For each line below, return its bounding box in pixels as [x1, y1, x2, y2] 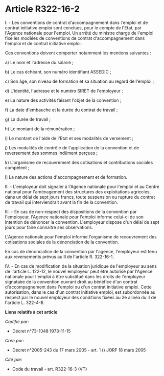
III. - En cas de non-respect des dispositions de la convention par [5, 209, 137, 214]
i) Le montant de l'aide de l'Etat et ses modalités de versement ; [5, 135, 134, 141]
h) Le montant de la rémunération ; [5, 126, 75, 132]
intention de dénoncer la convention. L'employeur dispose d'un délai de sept [5, 219, 160, 225]
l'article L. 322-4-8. [5, 300, 45, 305]
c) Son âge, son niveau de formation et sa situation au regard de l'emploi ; [5, 78, 154, 84]
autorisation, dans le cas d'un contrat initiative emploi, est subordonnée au [5, 289, 156, 295]
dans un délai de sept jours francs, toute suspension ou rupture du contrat [5, 194, 155, 200]
